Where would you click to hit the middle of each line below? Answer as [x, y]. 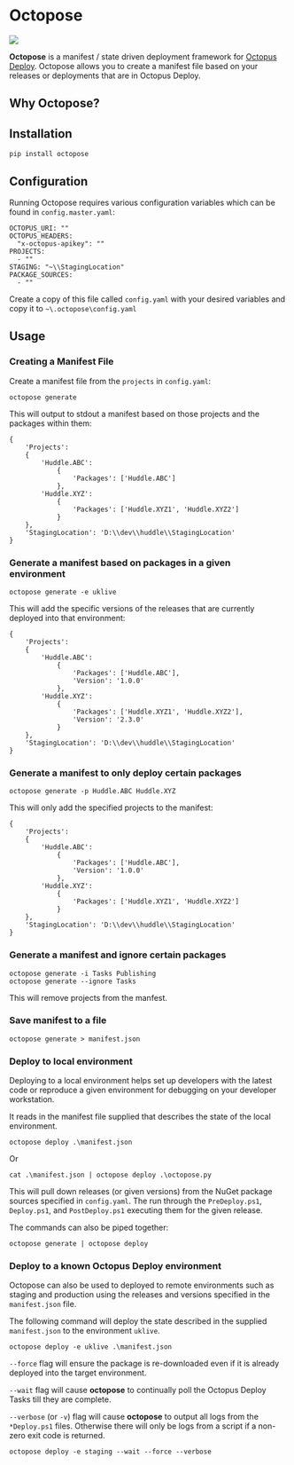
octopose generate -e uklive [63, 592]
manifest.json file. [43, 1304]
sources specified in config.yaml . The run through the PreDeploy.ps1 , [136, 1201]
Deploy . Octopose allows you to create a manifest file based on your [134, 66]
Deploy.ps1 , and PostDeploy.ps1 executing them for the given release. [136, 1210]
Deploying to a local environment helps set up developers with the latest [141, 1081]
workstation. [32, 1099]
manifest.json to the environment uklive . [85, 1331]
